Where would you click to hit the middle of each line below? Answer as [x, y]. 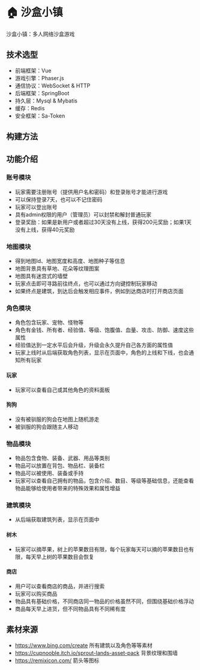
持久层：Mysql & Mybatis [46, 101]
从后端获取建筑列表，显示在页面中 [57, 520]
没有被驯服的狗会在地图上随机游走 [57, 419]
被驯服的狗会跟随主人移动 [47, 426]
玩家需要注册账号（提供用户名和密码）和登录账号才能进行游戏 [91, 192]
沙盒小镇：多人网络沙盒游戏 [41, 34]
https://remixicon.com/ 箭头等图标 [57, 660]
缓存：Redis [30, 108]
